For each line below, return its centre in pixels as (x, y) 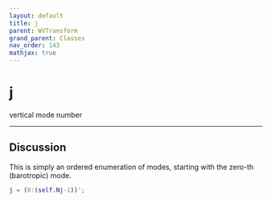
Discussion (38, 148)
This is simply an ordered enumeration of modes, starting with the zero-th (131, 167)
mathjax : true (33, 53)
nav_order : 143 (35, 46)
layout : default (36, 16)
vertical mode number (46, 115)
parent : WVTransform (44, 30)
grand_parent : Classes (47, 38)
